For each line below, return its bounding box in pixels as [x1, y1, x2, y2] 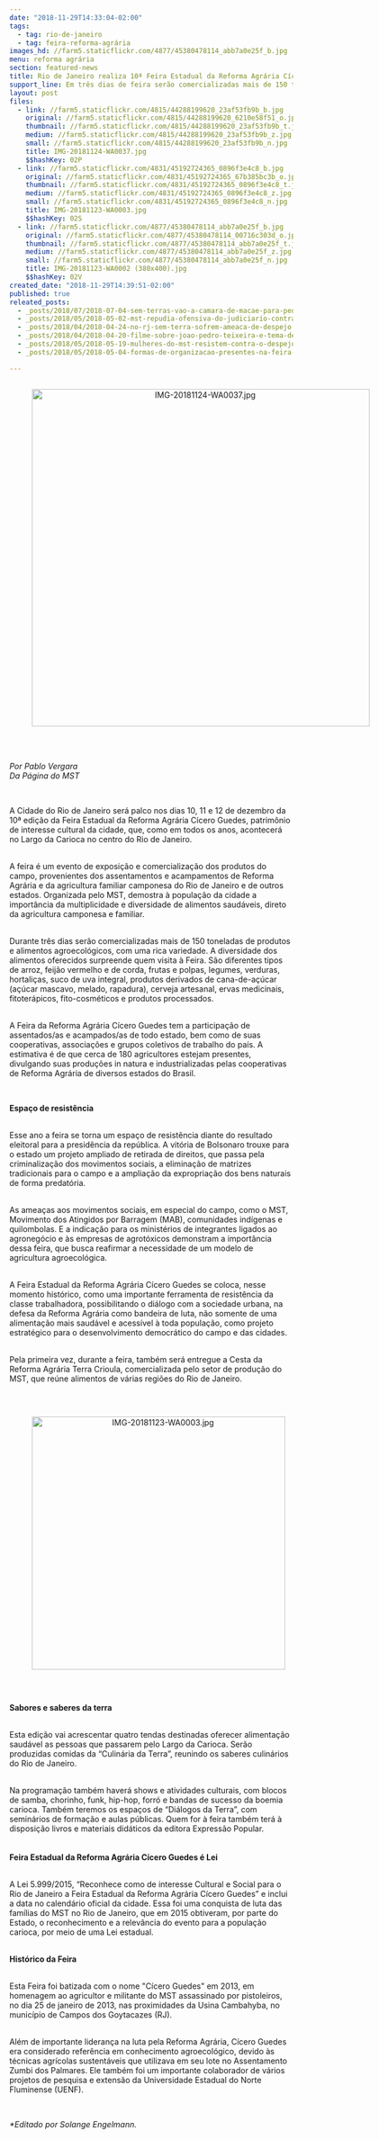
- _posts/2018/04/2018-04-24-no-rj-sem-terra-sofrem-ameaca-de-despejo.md [17, 323, 304, 332]
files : [9, 96, 34, 106]
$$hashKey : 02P [25, 155, 83, 165]
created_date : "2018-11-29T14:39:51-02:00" [9, 281, 176, 290]
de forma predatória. [9, 1177, 86, 1188]
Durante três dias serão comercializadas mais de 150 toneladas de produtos [9, 935, 291, 946]
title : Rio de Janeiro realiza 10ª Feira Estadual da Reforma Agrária [9, 72, 280, 81]
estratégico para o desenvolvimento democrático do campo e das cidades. [9, 1326, 288, 1337]
